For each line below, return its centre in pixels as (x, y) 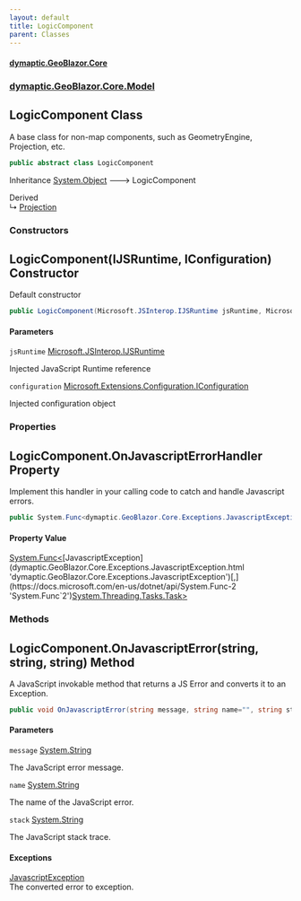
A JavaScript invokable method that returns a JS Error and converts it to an (148, 684)
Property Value (38, 538)
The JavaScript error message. (66, 767)
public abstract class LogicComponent (82, 162)
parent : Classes (39, 34)
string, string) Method (72, 662)
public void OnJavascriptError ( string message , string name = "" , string (146, 710)
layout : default (39, 17)
